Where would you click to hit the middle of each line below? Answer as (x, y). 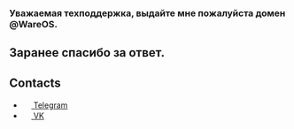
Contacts (35, 83)
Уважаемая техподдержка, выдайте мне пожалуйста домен (147, 13)
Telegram (50, 105)
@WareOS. (33, 24)
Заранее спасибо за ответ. (87, 53)
